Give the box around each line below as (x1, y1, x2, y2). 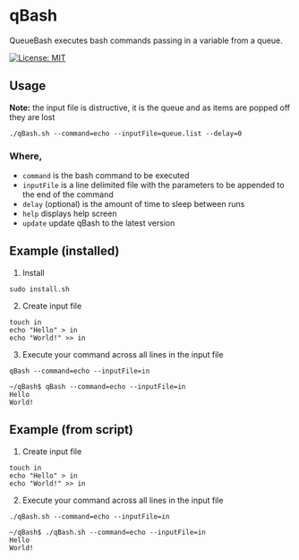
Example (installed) (9, 244, 120, 259)
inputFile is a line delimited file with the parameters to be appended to (21, 180, 285, 191)
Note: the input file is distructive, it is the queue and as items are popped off (9, 102, 291, 113)
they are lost (9, 111, 56, 122)
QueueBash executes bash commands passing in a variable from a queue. (9, 35, 284, 46)
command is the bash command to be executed (21, 170, 190, 181)
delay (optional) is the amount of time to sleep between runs (21, 199, 245, 210)
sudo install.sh (9, 284, 70, 294)
